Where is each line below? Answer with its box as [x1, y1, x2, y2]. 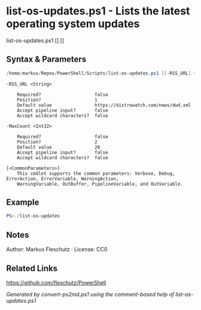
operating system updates [6, 17, 140, 31]
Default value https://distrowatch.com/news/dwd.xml [17, 102, 191, 108]
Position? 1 [17, 97, 98, 103]
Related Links [6, 263, 58, 273]
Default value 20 [17, 144, 100, 150]
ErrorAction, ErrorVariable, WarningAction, [6, 175, 119, 181]
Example [6, 197, 39, 208]
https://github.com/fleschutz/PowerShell [6, 279, 106, 286]
